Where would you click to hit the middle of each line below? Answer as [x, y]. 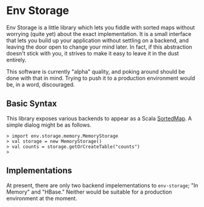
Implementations [39, 171]
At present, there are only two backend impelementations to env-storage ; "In [102, 185]
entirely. [16, 60]
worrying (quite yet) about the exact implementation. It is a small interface [99, 33]
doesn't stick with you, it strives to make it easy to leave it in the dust [93, 53]
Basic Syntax [32, 104]
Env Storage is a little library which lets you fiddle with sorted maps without [100, 27]
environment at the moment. [42, 198]
